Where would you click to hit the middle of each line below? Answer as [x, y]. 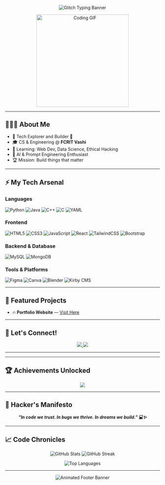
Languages [19, 199]
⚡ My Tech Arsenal [34, 183]
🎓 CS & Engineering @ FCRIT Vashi [49, 142]
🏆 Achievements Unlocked [48, 371]
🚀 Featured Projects [36, 300]
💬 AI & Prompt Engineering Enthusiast [50, 154]
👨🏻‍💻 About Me [27, 125]
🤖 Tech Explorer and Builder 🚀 [42, 136]
